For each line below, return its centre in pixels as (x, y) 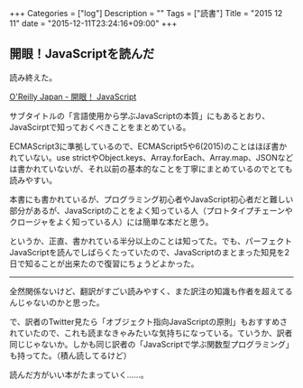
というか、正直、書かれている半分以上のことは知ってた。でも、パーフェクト (151, 241)
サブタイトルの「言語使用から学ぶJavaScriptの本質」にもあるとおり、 (140, 115)
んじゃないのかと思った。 (57, 302)
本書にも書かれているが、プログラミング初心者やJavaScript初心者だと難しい (151, 199)
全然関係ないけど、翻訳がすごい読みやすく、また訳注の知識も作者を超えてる (151, 291)
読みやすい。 (33, 180)
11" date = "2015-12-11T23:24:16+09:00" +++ (93, 23)
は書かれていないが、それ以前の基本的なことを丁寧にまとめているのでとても (151, 169)
